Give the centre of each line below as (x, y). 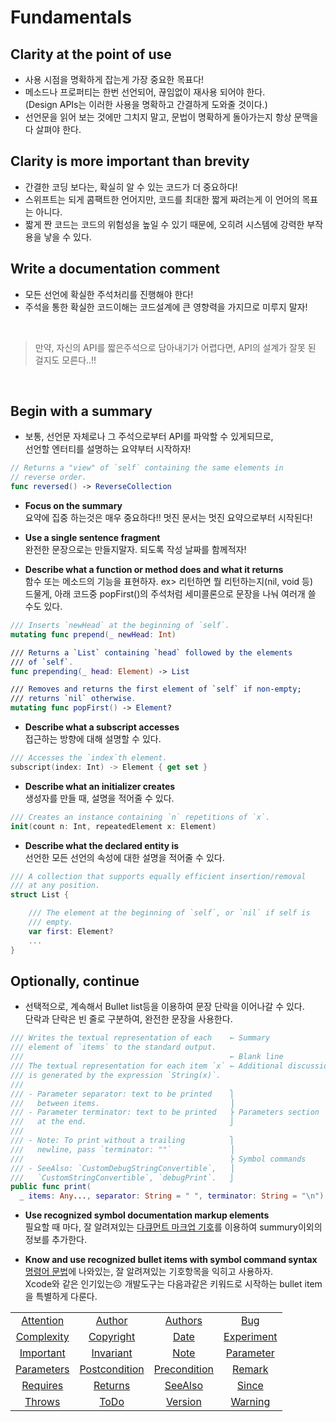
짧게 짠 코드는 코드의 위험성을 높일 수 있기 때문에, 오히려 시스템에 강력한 (164, 224)
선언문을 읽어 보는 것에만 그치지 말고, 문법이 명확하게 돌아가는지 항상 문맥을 (171, 117)
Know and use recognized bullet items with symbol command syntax (171, 1260)
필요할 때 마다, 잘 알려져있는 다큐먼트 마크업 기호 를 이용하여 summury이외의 (173, 1227)
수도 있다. (43, 607)
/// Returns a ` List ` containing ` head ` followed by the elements (151, 652)
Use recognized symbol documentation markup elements (147, 1215)
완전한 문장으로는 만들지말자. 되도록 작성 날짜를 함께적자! (135, 550)
